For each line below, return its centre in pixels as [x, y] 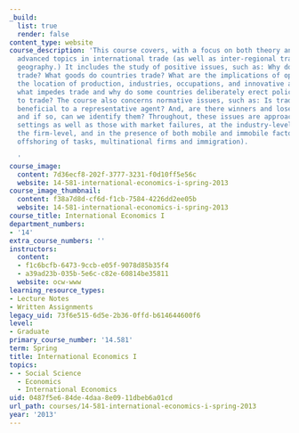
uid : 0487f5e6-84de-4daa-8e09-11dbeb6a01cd [91, 398]
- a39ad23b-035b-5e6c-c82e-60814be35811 [93, 274]
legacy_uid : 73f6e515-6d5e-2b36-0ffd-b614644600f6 [105, 315]
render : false [43, 34]
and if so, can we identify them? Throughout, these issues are [139, 117]
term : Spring [33, 348]
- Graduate [29, 332]
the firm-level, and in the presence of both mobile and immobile [143, 134]
